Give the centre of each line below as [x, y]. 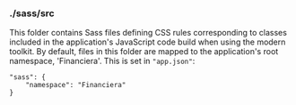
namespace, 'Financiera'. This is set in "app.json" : [102, 61]
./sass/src [32, 13]
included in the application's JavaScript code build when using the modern [148, 42]
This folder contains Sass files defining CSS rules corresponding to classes [148, 33]
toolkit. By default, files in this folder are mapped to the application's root [144, 52]
